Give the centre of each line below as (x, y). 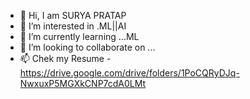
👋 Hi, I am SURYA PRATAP (73, 15)
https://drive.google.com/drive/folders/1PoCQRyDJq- (129, 73)
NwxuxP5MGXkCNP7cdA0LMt (83, 83)
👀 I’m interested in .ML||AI (73, 26)
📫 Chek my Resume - (65, 58)
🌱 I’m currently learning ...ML (79, 36)
